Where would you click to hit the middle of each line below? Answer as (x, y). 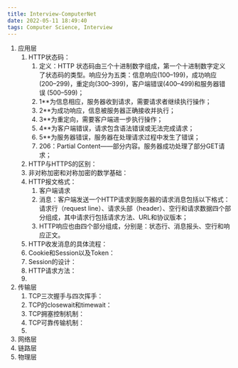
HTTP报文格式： (52, 182)
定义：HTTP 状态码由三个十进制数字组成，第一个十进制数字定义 (132, 66)
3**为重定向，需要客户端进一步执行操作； (101, 120)
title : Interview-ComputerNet (52, 14)
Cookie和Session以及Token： (71, 253)
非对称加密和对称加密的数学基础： (78, 173)
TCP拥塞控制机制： (56, 314)
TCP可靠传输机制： (56, 323)
